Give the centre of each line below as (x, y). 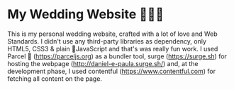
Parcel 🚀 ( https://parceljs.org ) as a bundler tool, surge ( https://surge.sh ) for (117, 56)
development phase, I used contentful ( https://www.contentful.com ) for (112, 71)
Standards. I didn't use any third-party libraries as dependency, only (107, 41)
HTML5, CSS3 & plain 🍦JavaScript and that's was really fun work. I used (113, 49)
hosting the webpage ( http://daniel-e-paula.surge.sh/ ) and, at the (103, 63)
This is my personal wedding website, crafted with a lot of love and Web (112, 34)
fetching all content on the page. (55, 78)
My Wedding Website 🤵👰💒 (86, 14)
